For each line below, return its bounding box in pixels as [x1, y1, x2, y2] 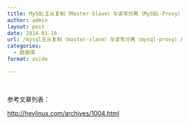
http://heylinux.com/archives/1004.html [7, 109, 120, 117]
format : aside [7, 56, 49, 63]
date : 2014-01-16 [7, 29, 58, 37]
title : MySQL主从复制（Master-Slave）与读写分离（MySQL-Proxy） [7, 10, 184, 17]
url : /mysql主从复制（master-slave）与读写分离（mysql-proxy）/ [7, 36, 184, 43]
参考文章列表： [7, 95, 50, 103]
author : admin [7, 17, 49, 24]
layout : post [7, 23, 45, 30]
